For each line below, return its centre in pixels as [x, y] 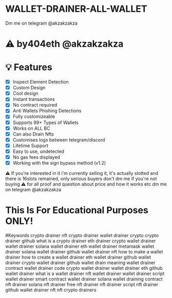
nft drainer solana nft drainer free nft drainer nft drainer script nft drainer [82, 284]
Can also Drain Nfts [33, 134]
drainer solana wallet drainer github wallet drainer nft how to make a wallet [84, 251]
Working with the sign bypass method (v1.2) [59, 163]
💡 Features [29, 67]
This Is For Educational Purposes [77, 210]
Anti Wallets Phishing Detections [47, 111]
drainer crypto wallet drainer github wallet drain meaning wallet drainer [80, 263]
